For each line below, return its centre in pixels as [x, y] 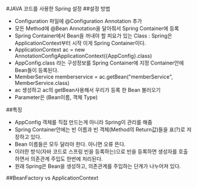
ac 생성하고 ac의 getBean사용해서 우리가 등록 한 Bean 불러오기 [88, 90]
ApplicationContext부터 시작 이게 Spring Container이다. [80, 43]
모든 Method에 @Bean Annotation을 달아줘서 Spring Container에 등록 [97, 28]
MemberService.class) [42, 83]
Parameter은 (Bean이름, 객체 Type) [56, 97]
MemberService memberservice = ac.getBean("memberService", [94, 77]
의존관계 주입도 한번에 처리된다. [66, 159]
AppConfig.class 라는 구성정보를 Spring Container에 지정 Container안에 [99, 63]
